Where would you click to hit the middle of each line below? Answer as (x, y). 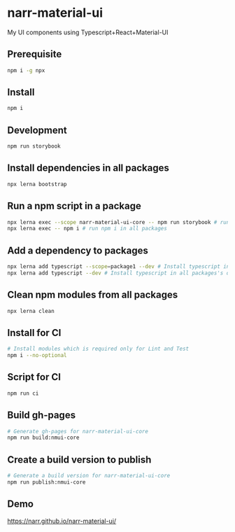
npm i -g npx (26, 70)
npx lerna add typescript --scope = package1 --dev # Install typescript (114, 267)
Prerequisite (35, 54)
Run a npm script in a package (74, 206)
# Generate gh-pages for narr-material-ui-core (78, 431)
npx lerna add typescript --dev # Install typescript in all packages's (115, 273)
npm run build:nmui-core (43, 438)
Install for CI (34, 333)
